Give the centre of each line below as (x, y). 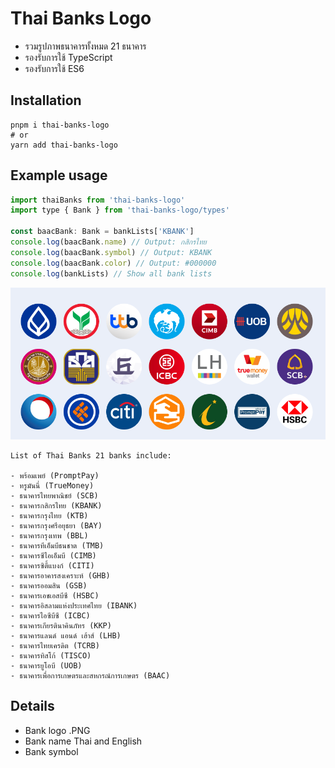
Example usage (59, 175)
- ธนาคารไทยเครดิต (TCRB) (55, 645)
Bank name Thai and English (83, 741)
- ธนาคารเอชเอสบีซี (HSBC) (55, 595)
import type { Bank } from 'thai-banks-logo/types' (120, 210)
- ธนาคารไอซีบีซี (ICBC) (50, 615)
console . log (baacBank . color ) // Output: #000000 (113, 263)
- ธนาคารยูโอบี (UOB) (46, 665)
